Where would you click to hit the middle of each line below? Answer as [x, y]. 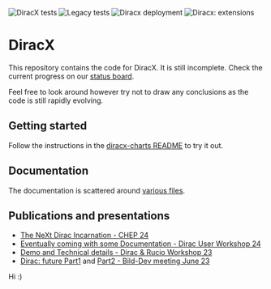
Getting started [48, 126]
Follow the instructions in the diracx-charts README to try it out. [116, 145]
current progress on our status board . [71, 76]
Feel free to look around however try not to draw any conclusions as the [129, 91]
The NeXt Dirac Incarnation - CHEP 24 [84, 236]
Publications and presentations [89, 216]
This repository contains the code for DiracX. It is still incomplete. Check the [136, 67]
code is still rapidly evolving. [56, 100]
